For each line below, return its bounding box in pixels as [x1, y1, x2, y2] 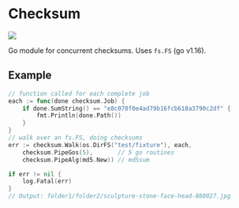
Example [8, 69, 52, 82]
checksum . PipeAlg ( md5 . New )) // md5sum [22, 156, 150, 164]
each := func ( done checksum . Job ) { [8, 96, 125, 105]
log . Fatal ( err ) [22, 177, 73, 186]
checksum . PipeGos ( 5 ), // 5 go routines [22, 148, 175, 157]
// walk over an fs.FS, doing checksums [8, 134, 144, 142]
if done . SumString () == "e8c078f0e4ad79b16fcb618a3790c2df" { [22, 104, 231, 112]
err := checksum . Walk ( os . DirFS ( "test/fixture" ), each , [8, 141, 192, 149]
